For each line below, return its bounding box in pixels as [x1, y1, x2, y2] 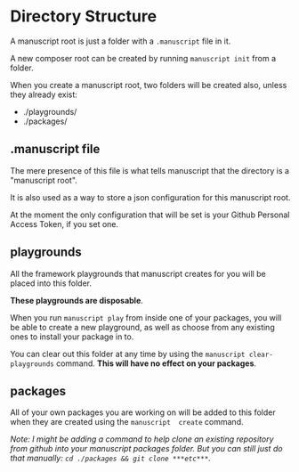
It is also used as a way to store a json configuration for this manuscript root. [10, 191, 291, 202]
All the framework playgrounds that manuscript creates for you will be [10, 268, 266, 279]
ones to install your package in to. [10, 331, 134, 342]
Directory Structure [10, 6, 158, 27]
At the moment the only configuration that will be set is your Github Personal [10, 209, 290, 220]
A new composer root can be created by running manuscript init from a [10, 53, 277, 63]
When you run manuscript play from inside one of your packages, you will [10, 312, 282, 322]
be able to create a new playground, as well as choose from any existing [10, 321, 275, 332]
